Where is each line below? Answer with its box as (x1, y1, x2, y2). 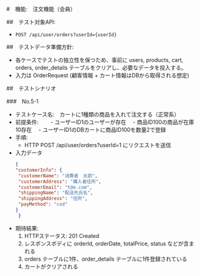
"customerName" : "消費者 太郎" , (18, 172, 98, 179)
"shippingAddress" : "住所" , (18, 196, 88, 202)
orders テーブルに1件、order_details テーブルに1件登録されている (24, 255, 188, 263)
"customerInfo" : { (15, 167, 62, 173)
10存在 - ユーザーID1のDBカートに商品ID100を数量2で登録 (15, 126, 166, 133)
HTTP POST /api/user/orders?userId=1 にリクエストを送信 (24, 142, 171, 148)
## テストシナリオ (6, 85, 56, 92)
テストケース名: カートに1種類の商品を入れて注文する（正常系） (15, 111, 180, 118)
